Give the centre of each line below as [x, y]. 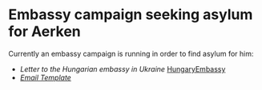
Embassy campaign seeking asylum [131, 15]
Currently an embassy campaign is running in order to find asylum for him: [131, 53]
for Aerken [45, 31]
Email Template [46, 77]
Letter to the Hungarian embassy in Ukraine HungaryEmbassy [123, 68]
